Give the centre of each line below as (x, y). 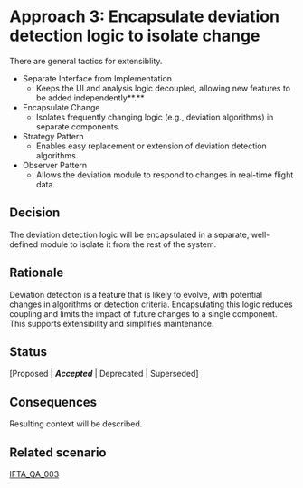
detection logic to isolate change (135, 36)
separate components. (78, 126)
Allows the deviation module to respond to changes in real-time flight (165, 175)
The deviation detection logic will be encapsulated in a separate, (129, 234)
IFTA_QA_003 (34, 474)
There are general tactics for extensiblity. (86, 61)
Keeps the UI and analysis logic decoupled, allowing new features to (163, 88)
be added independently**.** (90, 98)
